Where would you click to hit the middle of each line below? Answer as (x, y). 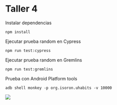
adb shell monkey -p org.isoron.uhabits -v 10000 (59, 88)
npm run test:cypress (28, 50)
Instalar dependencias (28, 23)
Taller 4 (22, 9)
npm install (18, 32)
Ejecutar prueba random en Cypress (43, 41)
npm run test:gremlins (29, 69)
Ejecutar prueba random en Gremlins (44, 60)
